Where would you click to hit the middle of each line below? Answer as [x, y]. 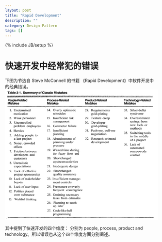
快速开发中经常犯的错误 [52, 66]
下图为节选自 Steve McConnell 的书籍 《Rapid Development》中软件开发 [77, 81]
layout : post [18, 10]
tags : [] [14, 31]
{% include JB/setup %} [29, 45]
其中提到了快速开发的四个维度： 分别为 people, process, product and [74, 228]
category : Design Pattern [31, 26]
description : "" [21, 20]
